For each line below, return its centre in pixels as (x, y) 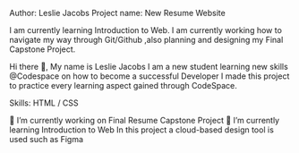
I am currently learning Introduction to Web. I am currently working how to (145, 30)
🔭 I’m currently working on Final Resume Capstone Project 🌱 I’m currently (145, 120)
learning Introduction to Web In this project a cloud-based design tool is (142, 130)
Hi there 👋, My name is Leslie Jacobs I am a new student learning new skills (149, 67)
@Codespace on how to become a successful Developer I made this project (149, 76)
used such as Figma (46, 139)
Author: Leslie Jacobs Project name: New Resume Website (117, 13)
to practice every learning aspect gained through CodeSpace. (123, 85)
